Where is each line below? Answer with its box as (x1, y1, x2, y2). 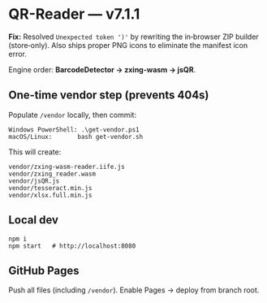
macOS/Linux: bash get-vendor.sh (8, 132, 144, 141)
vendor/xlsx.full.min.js (8, 191, 93, 199)
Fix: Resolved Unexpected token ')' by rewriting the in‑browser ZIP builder (8, 32, 260, 41)
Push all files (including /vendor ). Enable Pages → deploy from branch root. (8, 285, 260, 295)
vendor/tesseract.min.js (8, 184, 93, 192)
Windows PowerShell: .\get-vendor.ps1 (8, 125, 140, 134)
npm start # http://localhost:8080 (8, 241, 136, 250)
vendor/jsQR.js (8, 176, 60, 185)
